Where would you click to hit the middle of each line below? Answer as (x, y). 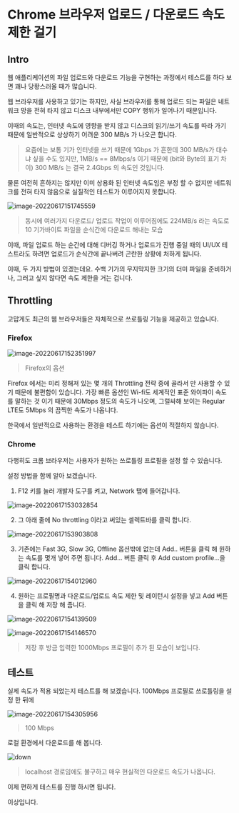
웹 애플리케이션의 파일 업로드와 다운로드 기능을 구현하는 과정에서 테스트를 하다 (116, 77)
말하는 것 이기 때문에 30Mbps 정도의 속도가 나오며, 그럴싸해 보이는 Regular (120, 401)
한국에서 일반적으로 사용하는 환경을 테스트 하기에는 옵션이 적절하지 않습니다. (113, 425)
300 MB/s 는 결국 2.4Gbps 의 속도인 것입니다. (100, 168)
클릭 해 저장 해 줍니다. (56, 605)
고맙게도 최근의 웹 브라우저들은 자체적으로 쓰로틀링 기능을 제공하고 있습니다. (113, 319)
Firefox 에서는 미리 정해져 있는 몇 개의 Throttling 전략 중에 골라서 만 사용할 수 (115, 384)
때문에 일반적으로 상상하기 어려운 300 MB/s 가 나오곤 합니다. (92, 134)
